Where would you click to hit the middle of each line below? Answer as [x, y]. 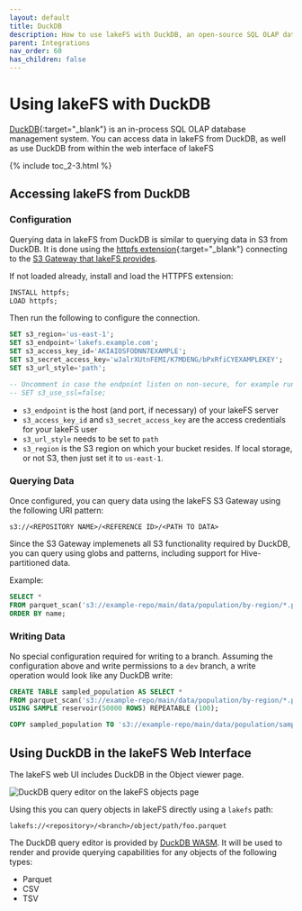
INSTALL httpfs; [40, 292]
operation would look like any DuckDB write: [91, 675]
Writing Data [37, 636]
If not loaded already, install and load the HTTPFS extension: [121, 276]
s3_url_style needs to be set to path [90, 439]
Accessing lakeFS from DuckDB [100, 194]
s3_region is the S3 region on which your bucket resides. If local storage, [157, 448]
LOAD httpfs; [34, 301]
